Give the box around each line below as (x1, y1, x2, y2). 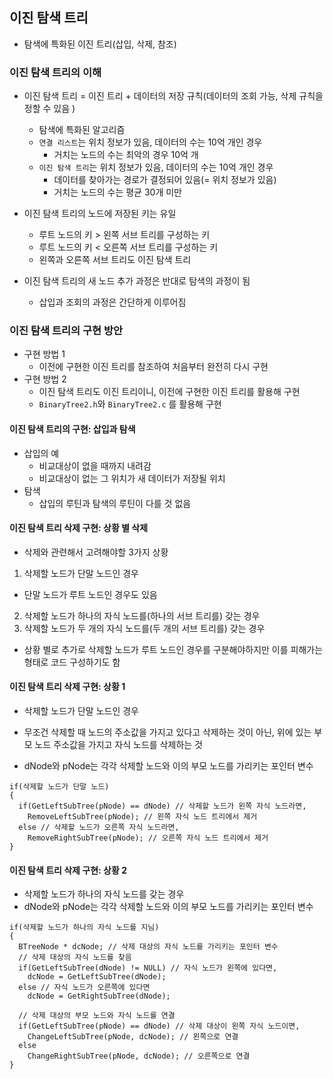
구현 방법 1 (23, 348, 66, 360)
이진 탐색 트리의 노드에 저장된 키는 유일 (23, 208, 177, 220)
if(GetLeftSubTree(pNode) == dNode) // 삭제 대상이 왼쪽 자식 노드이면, (18, 1021, 301, 1032)
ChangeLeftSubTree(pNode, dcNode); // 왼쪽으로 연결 (27, 1032, 239, 1042)
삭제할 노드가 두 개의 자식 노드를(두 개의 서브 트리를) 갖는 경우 (23, 622, 266, 634)
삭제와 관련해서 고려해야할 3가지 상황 (23, 546, 169, 558)
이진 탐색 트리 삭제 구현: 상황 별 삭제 (9, 522, 149, 534)
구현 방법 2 (23, 373, 67, 385)
